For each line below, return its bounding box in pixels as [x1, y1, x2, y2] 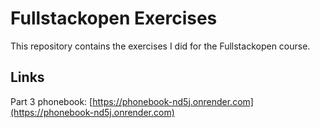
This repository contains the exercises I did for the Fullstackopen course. [10, 40, 311, 52]
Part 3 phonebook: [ [10, 95, 93, 107]
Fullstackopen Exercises [10, 7, 218, 30]
